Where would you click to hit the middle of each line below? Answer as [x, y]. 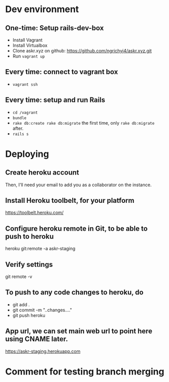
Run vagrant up [29, 56]
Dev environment [42, 9]
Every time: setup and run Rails [55, 100]
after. [18, 128]
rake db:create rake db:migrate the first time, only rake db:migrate [83, 123]
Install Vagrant [27, 40]
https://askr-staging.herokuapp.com [43, 351]
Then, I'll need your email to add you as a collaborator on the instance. [78, 185]
